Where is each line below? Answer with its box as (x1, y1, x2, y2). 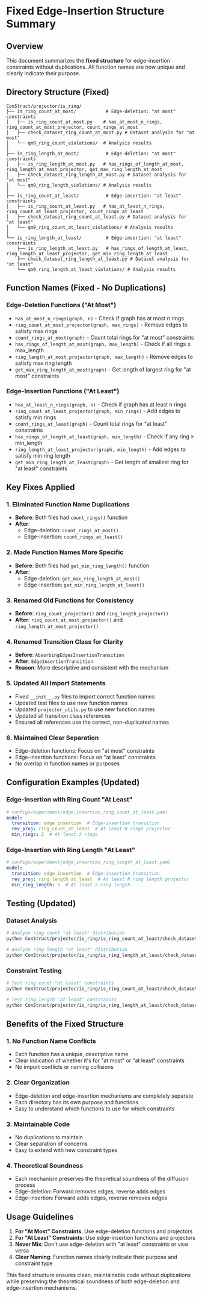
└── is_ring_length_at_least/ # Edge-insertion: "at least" (6, 235, 182, 241)
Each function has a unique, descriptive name (14, 1051, 129, 1058)
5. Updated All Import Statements (6, 679, 106, 688)
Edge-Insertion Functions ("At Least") (6, 387, 120, 396)
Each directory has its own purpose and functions (14, 1098, 139, 1106)
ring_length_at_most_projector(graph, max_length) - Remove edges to (14, 353, 194, 360)
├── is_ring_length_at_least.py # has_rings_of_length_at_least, (17, 245, 189, 251)
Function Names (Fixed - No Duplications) (6, 283, 167, 293)
